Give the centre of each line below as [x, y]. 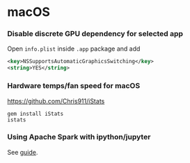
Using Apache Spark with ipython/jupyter [79, 137]
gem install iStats [35, 114]
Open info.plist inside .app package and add [74, 49]
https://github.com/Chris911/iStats [56, 101]
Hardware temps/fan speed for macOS [74, 86]
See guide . [23, 152]
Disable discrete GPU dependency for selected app [95, 34]
